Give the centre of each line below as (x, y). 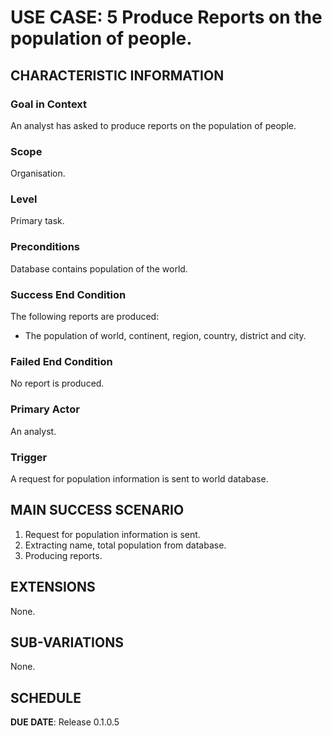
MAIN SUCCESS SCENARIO (97, 510)
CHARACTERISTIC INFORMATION (117, 75)
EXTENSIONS (53, 587)
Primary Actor (45, 409)
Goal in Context (49, 104)
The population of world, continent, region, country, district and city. (165, 336)
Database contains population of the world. (99, 268)
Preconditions (45, 247)
